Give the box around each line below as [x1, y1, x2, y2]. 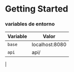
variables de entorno [5, 21, 55, 28]
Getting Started [5, 3, 69, 14]
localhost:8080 [31, 41, 67, 48]
